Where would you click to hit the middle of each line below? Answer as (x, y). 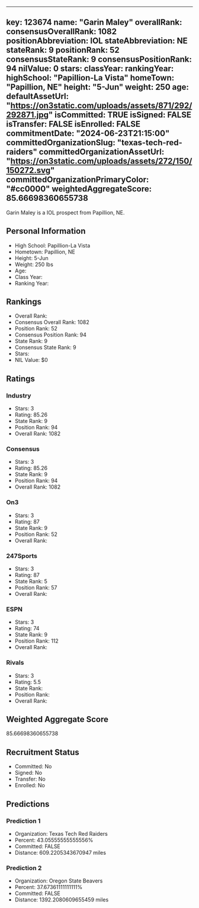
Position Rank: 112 (37, 641)
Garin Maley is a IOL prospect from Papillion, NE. (65, 212)
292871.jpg (28, 115)
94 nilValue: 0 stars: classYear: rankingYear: (90, 69)
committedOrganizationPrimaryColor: (78, 180)
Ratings (21, 379)
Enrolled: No (30, 785)
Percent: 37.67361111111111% (49, 887)
